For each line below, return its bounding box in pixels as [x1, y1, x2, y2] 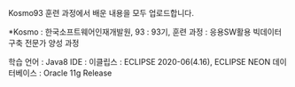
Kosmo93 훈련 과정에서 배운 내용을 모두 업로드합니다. [8, 8, 195, 18]
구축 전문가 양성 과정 [8, 38, 80, 48]
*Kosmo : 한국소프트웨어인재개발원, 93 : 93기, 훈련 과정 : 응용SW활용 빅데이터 [8, 27, 283, 37]
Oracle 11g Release [43, 67, 113, 78]
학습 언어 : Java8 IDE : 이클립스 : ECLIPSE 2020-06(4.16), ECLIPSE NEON [8, 57, 271, 67]
